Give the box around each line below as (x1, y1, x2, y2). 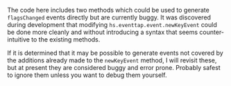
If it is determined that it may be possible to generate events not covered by (7, 49, 223, 57)
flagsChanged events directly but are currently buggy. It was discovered (7, 13, 212, 21)
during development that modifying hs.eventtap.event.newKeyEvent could (7, 21, 217, 28)
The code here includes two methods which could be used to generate (7, 6, 209, 14)
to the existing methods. (31, 35, 101, 44)
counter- (199, 28, 224, 36)
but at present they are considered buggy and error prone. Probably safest (7, 64, 221, 71)
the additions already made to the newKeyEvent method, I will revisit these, (7, 56, 217, 64)
